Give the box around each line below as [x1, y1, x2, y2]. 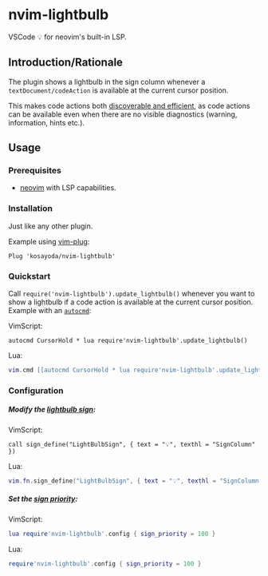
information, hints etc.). [8, 117, 85, 127]
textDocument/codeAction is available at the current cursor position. [8, 85, 229, 95]
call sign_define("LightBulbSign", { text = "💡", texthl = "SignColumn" [8, 440, 256, 448]
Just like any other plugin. [8, 221, 93, 231]
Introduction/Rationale [8, 56, 124, 70]
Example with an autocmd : [8, 306, 92, 316]
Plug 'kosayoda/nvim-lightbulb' [8, 252, 116, 260]
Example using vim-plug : [8, 236, 90, 246]
